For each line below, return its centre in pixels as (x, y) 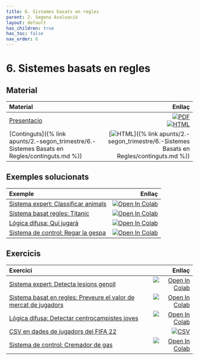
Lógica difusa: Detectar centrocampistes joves (74, 318)
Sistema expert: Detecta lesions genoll (62, 284)
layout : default (26, 22)
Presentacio (26, 120)
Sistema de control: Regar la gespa (58, 233)
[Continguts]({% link (38, 134)
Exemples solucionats (48, 177)
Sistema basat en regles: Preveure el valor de (72, 297)
